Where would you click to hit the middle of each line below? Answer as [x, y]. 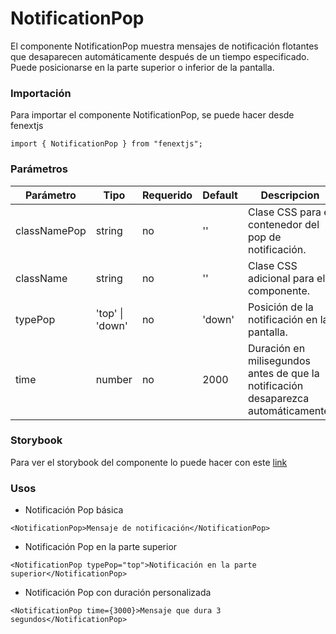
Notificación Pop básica [74, 510]
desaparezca [278, 398]
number [114, 379]
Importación [41, 93]
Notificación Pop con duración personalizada [118, 593]
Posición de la [280, 307]
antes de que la [283, 373]
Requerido [167, 195]
